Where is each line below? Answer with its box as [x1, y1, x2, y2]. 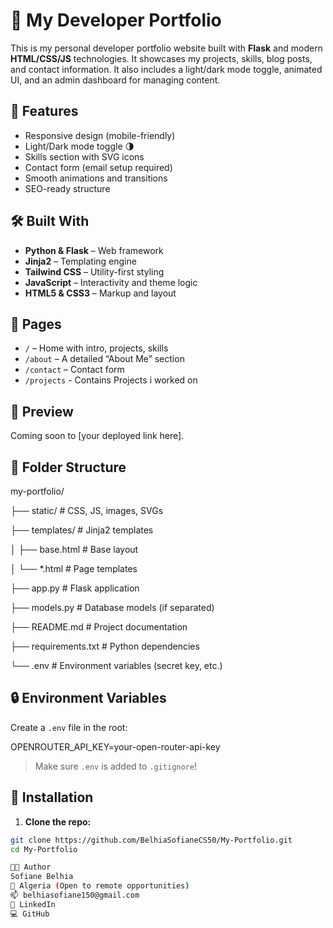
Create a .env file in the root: [10, 721, 128, 733]
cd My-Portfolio [10, 844, 78, 854]
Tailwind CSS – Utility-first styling [24, 265, 165, 278]
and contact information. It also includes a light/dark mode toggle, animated [10, 63, 323, 75]
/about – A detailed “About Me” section [24, 353, 185, 365]
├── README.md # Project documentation [10, 621, 188, 633]
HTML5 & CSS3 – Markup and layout [24, 287, 177, 299]
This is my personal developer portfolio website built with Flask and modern [10, 42, 323, 54]
